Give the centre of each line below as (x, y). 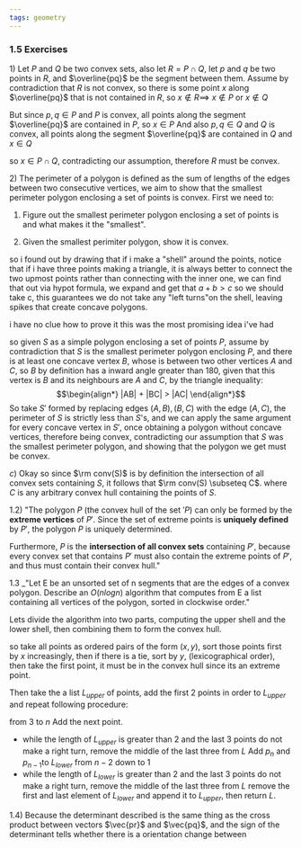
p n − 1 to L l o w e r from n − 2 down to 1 (86, 763)
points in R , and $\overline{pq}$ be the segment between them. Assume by (149, 78)
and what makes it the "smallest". (84, 224)
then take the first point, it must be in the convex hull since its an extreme (145, 665)
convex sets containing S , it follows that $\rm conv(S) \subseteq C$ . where (148, 483)
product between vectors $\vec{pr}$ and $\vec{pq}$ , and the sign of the (145, 825)
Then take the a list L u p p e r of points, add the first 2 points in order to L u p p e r (147, 693)
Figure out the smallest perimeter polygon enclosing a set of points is (150, 214)
